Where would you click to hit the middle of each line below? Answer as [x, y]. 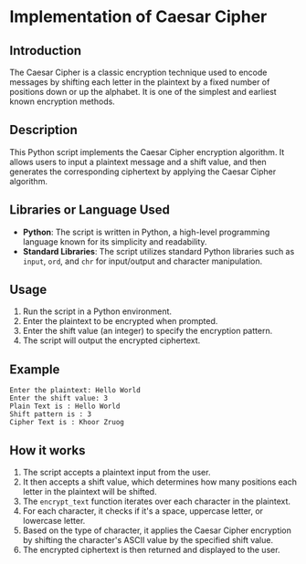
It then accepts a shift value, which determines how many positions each [159, 482]
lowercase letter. [54, 521]
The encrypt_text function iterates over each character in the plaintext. [156, 501]
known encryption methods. [63, 101]
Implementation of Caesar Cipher [138, 17]
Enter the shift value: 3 [58, 399]
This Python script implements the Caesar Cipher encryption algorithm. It [147, 151]
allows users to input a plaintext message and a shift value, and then [138, 162]
